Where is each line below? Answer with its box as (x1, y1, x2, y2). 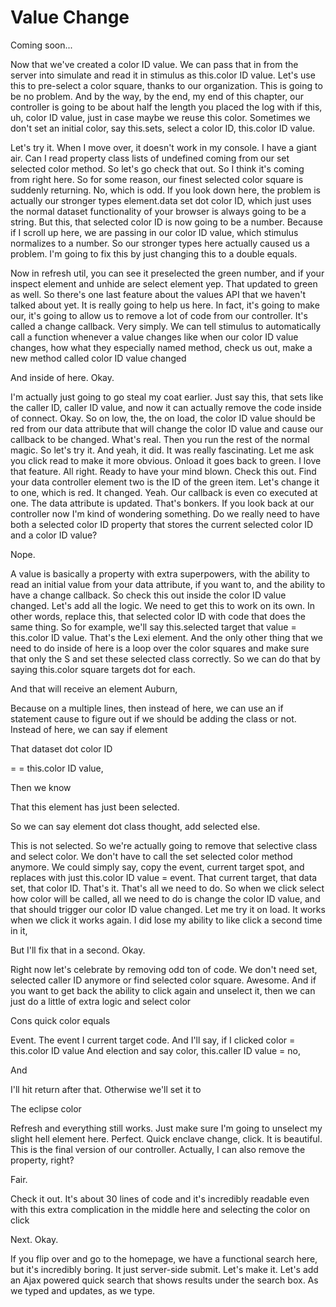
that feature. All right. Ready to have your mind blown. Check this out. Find (10, 465, 317, 477)
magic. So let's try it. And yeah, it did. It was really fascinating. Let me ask (10, 444, 315, 456)
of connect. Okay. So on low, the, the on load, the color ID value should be (10, 412, 316, 424)
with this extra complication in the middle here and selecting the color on (10, 1203, 311, 1215)
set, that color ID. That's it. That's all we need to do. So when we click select (10, 882, 325, 894)
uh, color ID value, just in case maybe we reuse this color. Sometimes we (10, 111, 311, 123)
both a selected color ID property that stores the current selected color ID (10, 518, 314, 530)
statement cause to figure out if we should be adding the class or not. (10, 712, 297, 725)
